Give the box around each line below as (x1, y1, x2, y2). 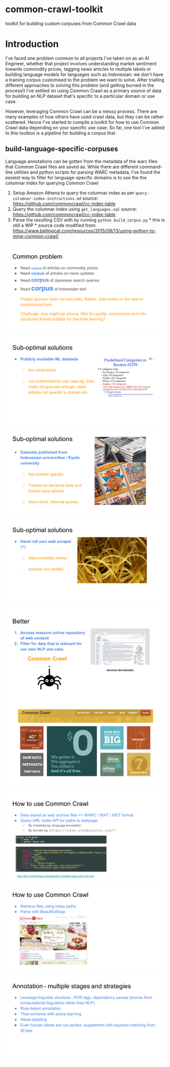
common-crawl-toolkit (5, 4, 103, 15)
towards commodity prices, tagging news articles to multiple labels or (5, 66, 152, 72)
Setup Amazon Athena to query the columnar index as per (12, 189, 135, 196)
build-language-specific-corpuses (5, 145, 119, 153)
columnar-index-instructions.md (12, 196, 81, 201)
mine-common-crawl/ (12, 233, 59, 239)
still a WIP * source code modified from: (12, 222, 97, 228)
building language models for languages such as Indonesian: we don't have (5, 71, 164, 77)
